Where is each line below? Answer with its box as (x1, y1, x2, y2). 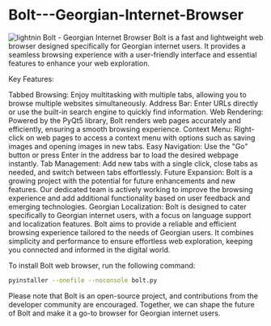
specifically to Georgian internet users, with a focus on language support (8, 210, 252, 220)
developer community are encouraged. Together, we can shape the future (8, 299, 255, 309)
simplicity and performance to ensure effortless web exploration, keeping (8, 236, 253, 246)
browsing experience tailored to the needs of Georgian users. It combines (8, 227, 254, 237)
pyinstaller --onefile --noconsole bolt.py (8, 276, 158, 285)
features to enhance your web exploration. (8, 58, 150, 68)
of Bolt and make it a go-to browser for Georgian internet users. (8, 308, 221, 318)
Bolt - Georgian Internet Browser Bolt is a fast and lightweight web (43, 32, 264, 42)
